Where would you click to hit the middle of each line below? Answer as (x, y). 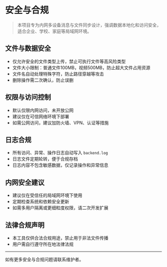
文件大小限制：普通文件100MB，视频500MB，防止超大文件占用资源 (81, 67)
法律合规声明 (25, 225)
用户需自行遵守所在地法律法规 (43, 244)
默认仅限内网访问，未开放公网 (43, 110)
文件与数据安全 (28, 49)
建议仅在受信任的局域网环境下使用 (47, 195)
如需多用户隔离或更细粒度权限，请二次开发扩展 (60, 208)
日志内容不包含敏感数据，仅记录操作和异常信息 (60, 165)
